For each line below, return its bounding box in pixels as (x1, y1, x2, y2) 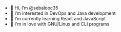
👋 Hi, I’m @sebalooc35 (10, 5, 58, 11)
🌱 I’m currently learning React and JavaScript (10, 16, 106, 21)
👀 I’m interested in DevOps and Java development (10, 10, 116, 16)
